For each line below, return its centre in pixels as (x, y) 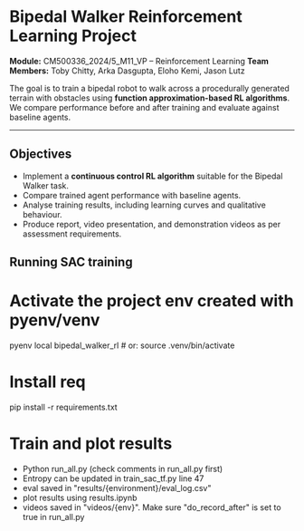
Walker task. (46, 185)
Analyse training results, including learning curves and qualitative (144, 205)
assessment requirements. (72, 234)
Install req (47, 382)
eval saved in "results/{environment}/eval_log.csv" (117, 488)
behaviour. (42, 214)
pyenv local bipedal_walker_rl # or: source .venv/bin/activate (122, 345)
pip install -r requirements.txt (63, 407)
